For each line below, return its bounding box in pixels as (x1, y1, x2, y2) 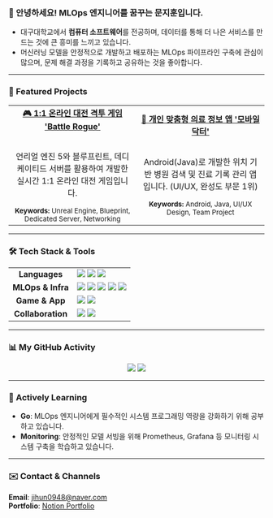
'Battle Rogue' (44, 120, 101, 132)
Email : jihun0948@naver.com (8, 492, 108, 502)
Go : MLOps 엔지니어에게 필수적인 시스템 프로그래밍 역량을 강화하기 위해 (19, 412, 249, 421)
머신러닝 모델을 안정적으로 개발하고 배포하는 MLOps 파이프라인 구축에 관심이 (19, 47, 264, 58)
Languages (19, 268, 63, 279)
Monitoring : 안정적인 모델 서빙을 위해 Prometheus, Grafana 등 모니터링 (19, 432, 251, 442)
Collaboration (13, 308, 67, 319)
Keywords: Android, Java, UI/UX (149, 200, 253, 209)
